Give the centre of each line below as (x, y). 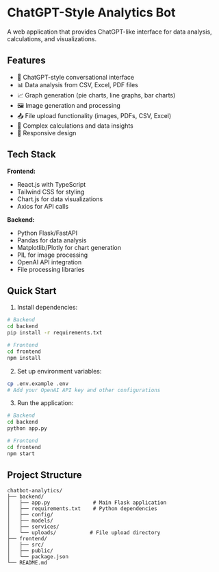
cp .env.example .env (38, 384)
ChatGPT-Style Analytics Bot (91, 13)
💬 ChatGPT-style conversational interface (76, 77)
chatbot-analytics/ (35, 491)
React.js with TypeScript (51, 184)
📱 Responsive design (47, 133)
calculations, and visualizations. (52, 38)
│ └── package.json (38, 557)
